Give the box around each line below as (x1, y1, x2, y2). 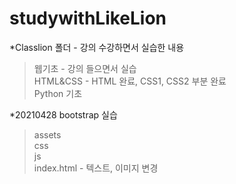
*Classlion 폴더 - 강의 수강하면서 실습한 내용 (9, 41, 185, 53)
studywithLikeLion (9, 7, 167, 30)
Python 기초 (33, 87, 83, 99)
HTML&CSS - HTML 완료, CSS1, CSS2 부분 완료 (33, 75, 227, 87)
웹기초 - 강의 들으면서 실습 (33, 62, 137, 74)
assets (33, 128, 62, 141)
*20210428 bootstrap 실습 (9, 108, 118, 121)
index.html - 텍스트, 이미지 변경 (33, 162, 159, 174)
